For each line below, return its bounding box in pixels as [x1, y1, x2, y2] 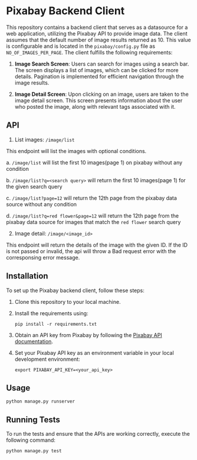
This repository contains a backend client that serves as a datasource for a [6, 24, 188, 31]
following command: [6, 436, 56, 444]
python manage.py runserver [6, 399, 75, 404]
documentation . [14, 338, 53, 345]
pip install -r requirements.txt [14, 321, 97, 327]
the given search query [6, 183, 63, 190]
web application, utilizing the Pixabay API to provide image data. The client [6, 30, 188, 37]
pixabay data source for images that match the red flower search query [6, 218, 181, 225]
